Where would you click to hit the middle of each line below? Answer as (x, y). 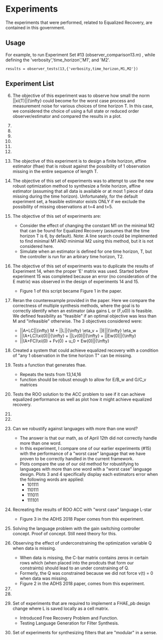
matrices (29, 385)
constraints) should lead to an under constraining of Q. (74, 568)
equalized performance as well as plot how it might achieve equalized (82, 399)
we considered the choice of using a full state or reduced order (76, 111)
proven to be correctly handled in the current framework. (77, 458)
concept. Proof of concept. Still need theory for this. (65, 533)
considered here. (37, 246)
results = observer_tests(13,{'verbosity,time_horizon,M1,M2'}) (72, 69)
